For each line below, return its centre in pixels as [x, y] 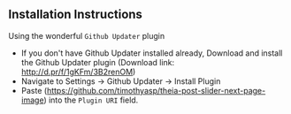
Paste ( [34, 90]
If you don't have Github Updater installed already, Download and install [152, 53]
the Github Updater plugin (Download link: [98, 62]
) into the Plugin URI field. [91, 100]
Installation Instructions [76, 15]
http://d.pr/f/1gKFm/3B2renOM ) [78, 72]
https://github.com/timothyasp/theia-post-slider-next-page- [156, 90]
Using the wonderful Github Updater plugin [87, 35]
